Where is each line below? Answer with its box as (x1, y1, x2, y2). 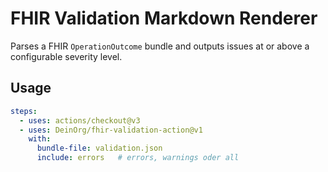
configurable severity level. (10, 50, 123, 62)
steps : (10, 106, 38, 116)
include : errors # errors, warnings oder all (36, 153, 240, 163)
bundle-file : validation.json (36, 143, 163, 154)
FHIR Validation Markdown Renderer (10, 7, 318, 30)
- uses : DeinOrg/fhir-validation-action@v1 (19, 125, 203, 135)
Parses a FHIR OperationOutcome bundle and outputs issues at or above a (10, 40, 310, 52)
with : (28, 134, 52, 144)
